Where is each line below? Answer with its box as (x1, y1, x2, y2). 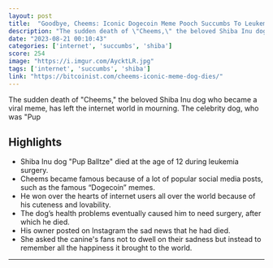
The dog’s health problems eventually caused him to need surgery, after (19, 209, 262, 218)
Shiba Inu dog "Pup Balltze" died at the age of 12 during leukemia (19, 157, 239, 166)
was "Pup (8, 111, 41, 122)
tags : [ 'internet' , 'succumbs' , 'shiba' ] (8, 65, 151, 73)
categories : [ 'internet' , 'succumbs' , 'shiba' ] (8, 42, 173, 50)
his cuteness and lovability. (19, 200, 111, 210)
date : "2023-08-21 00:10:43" (8, 34, 107, 43)
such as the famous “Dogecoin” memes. (19, 183, 156, 192)
